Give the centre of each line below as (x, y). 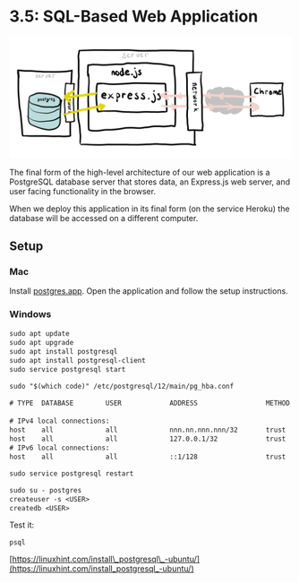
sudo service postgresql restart (72, 474)
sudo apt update (39, 334)
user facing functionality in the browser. (83, 191)
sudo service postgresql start (68, 370)
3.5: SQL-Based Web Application (134, 17)
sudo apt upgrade (42, 343)
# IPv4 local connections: (60, 421)
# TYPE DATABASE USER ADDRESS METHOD (150, 403)
